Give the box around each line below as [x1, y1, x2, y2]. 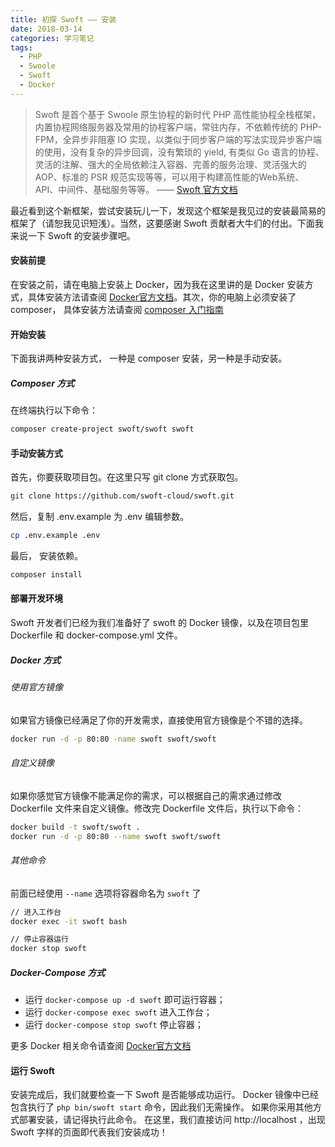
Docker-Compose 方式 [10, 966, 106, 978]
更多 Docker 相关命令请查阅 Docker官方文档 [10, 1040, 192, 1052]
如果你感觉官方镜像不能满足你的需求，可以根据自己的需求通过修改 [10, 789, 282, 801]
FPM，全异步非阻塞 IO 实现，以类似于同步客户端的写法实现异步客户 [34, 133, 313, 145]
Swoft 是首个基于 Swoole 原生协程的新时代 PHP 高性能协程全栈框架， [34, 108, 322, 120]
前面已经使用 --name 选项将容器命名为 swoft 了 [10, 887, 202, 899]
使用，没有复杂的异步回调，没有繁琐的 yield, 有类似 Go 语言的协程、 [43, 146, 325, 158]
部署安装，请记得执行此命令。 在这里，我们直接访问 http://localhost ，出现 [18, 1114, 326, 1126]
